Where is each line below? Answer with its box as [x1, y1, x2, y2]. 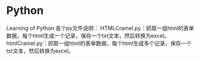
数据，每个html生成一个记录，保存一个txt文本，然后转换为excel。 [6, 32, 170, 39]
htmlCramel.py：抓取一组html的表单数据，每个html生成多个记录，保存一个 [6, 39, 192, 47]
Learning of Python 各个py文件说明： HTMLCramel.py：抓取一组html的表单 [6, 24, 195, 32]
